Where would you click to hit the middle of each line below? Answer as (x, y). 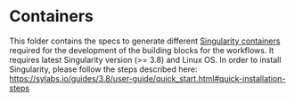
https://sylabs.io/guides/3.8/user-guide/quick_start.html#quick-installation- (147, 78)
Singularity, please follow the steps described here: (103, 69)
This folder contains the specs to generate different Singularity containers (145, 41)
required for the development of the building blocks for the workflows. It (142, 50)
